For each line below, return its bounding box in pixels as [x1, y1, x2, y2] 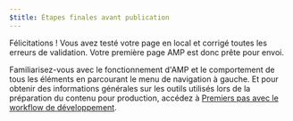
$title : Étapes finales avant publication [9, 12, 170, 22]
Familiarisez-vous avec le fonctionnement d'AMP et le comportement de [9, 64, 275, 75]
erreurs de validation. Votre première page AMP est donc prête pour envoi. [9, 46, 284, 58]
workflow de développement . [9, 101, 118, 112]
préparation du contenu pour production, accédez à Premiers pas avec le [9, 93, 279, 103]
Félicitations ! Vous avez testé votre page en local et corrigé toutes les [9, 37, 268, 48]
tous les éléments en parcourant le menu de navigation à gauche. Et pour [9, 73, 279, 85]
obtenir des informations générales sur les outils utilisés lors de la [9, 83, 251, 93]
